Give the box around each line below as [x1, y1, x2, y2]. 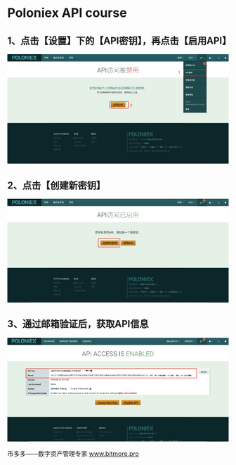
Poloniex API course [7, 5, 128, 21]
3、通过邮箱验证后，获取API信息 [7, 318, 149, 330]
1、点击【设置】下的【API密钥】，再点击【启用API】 [7, 34, 232, 46]
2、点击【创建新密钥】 [7, 179, 106, 191]
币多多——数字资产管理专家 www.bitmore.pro [7, 449, 139, 458]
